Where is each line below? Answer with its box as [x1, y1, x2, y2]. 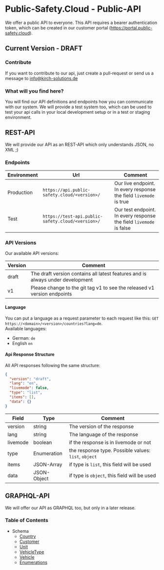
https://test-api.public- [42, 214, 103, 219]
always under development [31, 276, 93, 283]
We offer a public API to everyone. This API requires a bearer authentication [5, 20, 158, 25]
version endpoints [31, 291, 72, 297]
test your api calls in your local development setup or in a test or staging [5, 109, 150, 115]
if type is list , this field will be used [69, 461, 151, 468]
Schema [12, 528, 29, 534]
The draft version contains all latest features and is [31, 271, 147, 277]
